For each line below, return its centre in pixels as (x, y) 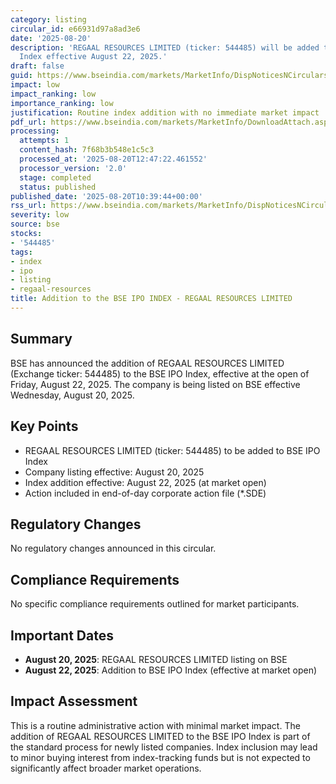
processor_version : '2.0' (73, 168)
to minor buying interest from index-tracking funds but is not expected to (160, 757)
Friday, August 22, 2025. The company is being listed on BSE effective (155, 384)
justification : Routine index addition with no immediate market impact (165, 112)
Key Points (44, 426)
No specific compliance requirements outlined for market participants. (155, 604)
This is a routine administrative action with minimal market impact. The (155, 725)
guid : (21, 76)
